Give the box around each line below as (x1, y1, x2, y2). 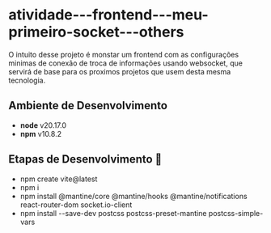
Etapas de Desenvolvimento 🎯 (8, 152, 163, 167)
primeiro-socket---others (8, 23, 184, 41)
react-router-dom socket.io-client (19, 200, 133, 210)
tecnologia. (8, 75, 46, 85)
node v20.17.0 (19, 120, 67, 130)
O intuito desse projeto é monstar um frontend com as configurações (8, 49, 239, 59)
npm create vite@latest (19, 174, 98, 184)
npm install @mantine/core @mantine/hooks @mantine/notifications (19, 191, 248, 201)
